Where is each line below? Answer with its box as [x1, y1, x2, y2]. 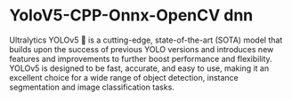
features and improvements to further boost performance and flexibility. [9, 53, 273, 64]
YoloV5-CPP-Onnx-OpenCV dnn [9, 5, 254, 26]
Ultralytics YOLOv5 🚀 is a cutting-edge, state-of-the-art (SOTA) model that [9, 35, 283, 45]
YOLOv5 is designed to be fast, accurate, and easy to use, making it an [9, 63, 270, 74]
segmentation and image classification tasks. [9, 82, 175, 92]
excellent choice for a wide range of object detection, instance [9, 72, 239, 82]
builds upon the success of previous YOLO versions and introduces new [9, 43, 274, 54]
